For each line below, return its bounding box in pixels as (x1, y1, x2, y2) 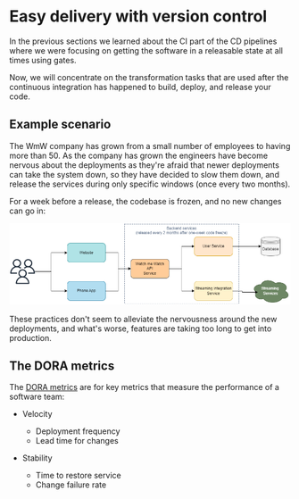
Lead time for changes (35, 436, 119, 446)
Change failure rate (35, 479, 107, 490)
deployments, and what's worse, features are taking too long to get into (9, 323, 272, 334)
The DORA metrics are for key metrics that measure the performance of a (9, 382, 279, 393)
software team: (9, 391, 65, 403)
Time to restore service (35, 470, 122, 481)
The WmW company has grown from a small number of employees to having (9, 140, 291, 151)
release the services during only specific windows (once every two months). (9, 179, 291, 189)
